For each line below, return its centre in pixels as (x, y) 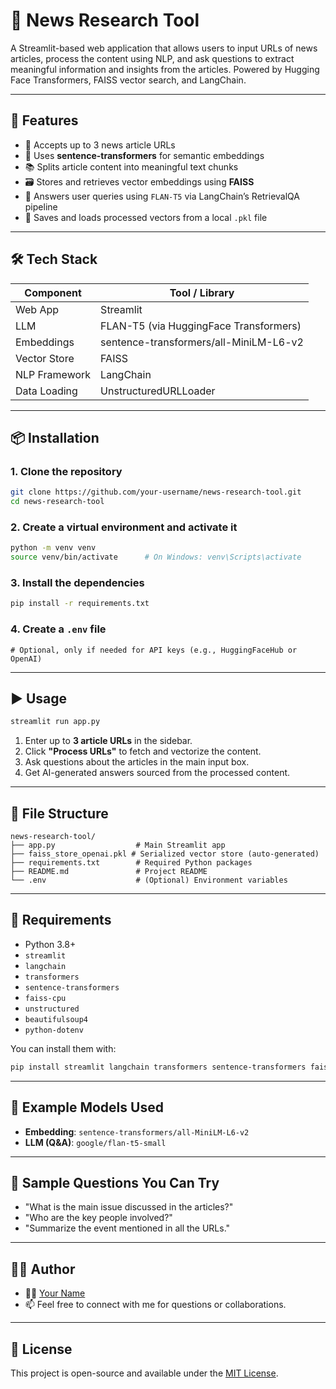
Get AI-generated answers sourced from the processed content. (157, 773)
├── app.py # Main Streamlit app (118, 845)
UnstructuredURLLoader (158, 391)
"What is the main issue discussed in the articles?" (129, 1207)
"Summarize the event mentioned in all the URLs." (127, 1228)
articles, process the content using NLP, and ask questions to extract (152, 58)
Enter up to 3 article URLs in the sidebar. (108, 741)
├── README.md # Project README (109, 872)
